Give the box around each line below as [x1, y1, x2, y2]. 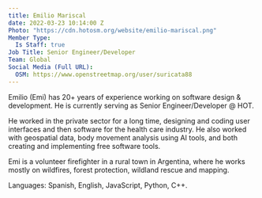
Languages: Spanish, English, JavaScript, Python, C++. [8, 180, 188, 190]
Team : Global [8, 56, 51, 64]
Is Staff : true [15, 41, 65, 49]
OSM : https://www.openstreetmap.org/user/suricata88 [15, 70, 193, 78]
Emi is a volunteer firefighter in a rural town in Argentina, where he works [8, 156, 246, 166]
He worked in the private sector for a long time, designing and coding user [8, 116, 250, 125]
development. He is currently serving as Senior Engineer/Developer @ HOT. [8, 101, 255, 110]
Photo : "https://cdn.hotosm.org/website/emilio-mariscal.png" [8, 26, 217, 34]
